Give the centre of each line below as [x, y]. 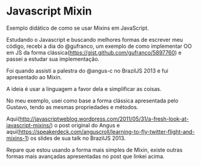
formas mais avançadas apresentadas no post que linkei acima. [85, 156]
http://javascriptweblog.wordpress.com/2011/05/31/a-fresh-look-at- [104, 119]
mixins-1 [17, 138]
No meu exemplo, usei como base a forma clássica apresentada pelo [92, 101]
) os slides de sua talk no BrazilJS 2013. [76, 138]
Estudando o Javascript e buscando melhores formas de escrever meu [95, 39]
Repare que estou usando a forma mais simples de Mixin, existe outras [94, 150]
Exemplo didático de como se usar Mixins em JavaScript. [78, 28]
